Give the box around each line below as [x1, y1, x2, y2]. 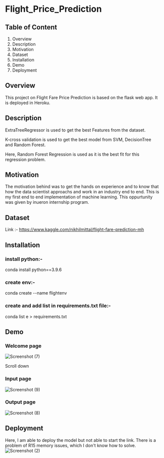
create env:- [5, 279, 35, 286]
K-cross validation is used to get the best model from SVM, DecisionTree [5, 136, 152, 142]
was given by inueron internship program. [5, 199, 90, 205]
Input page [5, 376, 32, 382]
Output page [5, 399, 36, 405]
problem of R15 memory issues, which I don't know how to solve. [5, 442, 136, 448]
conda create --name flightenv [5, 290, 67, 296]
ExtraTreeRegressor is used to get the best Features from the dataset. [5, 127, 146, 133]
